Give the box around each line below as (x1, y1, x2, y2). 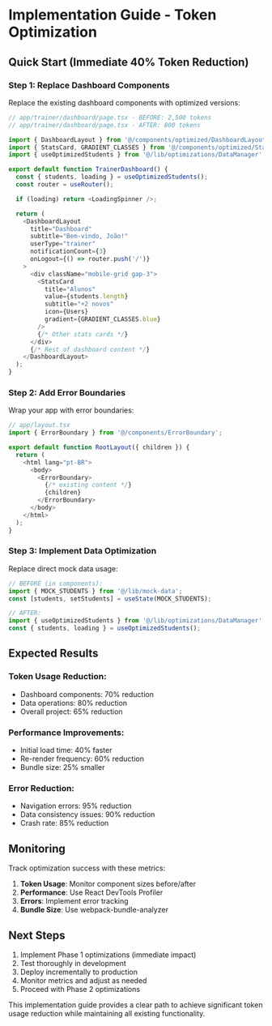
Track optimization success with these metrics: (8, 863, 166, 873)
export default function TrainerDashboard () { (8, 165, 168, 173)
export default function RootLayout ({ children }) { (8, 443, 190, 451)
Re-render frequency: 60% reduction (19, 754, 144, 763)
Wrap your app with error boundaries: (8, 405, 134, 415)
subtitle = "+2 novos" (44, 300, 114, 309)
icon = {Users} (44, 308, 89, 316)
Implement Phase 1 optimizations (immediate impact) (19, 950, 197, 960)
